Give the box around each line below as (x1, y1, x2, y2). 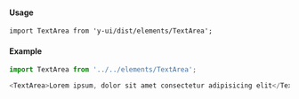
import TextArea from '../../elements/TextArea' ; (9, 65, 198, 74)
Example (9, 45, 43, 57)
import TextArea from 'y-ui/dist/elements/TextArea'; (9, 27, 214, 35)
